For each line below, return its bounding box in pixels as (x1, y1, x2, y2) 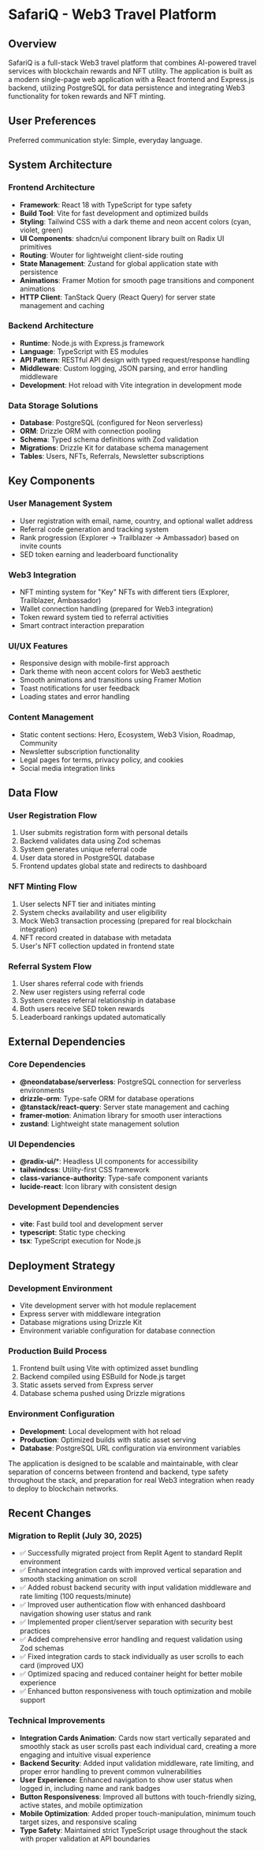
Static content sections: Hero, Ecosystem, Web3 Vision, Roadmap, (19, 729, 236, 739)
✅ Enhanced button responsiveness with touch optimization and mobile (19, 1687, 252, 1696)
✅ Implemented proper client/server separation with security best (19, 1617, 233, 1627)
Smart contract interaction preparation (19, 621, 144, 630)
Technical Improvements (8, 1715, 106, 1726)
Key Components (8, 474, 95, 487)
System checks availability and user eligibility (19, 907, 167, 917)
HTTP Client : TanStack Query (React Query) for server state (19, 292, 216, 302)
